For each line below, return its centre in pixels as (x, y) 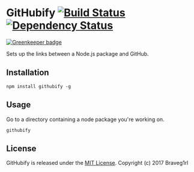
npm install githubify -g (38, 86)
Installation (28, 73)
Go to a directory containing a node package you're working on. (85, 119)
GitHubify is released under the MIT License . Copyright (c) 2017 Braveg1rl (97, 163)
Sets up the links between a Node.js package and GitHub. (77, 53)
